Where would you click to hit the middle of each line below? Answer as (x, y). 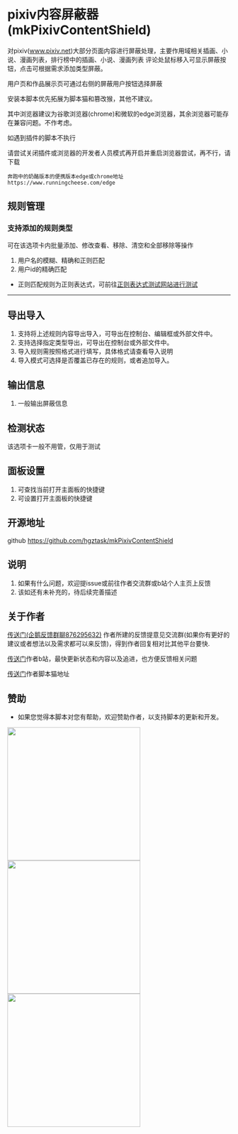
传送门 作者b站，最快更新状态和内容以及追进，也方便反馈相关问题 (102, 659)
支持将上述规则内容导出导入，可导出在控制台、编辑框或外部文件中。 (117, 334)
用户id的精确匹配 (42, 269)
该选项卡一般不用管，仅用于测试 (54, 447)
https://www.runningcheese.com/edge (61, 183)
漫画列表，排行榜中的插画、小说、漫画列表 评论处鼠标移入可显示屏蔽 (120, 59)
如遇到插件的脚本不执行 (41, 137)
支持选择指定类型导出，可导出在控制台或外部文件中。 (95, 342)
